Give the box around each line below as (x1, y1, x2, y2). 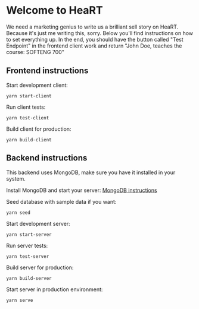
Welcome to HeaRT (6, 4, 103, 17)
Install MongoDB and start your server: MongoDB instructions (6, 187, 157, 194)
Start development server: (6, 220, 70, 227)
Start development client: (6, 81, 69, 89)
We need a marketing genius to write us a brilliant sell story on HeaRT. (6, 23, 179, 30)
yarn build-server (6, 275, 52, 281)
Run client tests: (6, 103, 46, 111)
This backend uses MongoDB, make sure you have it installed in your (6, 169, 176, 176)
